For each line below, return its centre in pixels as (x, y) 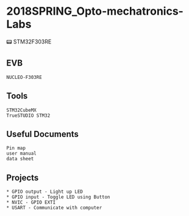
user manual (21, 154)
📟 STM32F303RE (29, 42)
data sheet (20, 159)
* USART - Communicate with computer (54, 208)
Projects (23, 178)
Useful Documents (43, 134)
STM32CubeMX (21, 110)
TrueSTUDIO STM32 (28, 115)
